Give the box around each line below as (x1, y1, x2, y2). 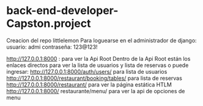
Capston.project (6, 16, 91, 30)
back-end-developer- (6, 4, 119, 18)
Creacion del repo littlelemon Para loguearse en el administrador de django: (6, 37, 197, 44)
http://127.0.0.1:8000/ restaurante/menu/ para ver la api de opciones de (6, 87, 185, 94)
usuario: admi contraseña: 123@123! (6, 43, 98, 51)
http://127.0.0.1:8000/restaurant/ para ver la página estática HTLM (6, 80, 172, 88)
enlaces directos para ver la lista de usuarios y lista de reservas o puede (6, 62, 189, 69)
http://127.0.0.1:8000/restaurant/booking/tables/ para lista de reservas (6, 74, 182, 82)
